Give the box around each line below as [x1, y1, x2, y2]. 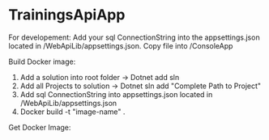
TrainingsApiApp [8, 6, 126, 24]
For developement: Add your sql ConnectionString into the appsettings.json [8, 32, 261, 42]
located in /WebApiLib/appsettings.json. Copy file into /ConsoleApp [8, 40, 233, 50]
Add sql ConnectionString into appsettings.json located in [19, 89, 213, 99]
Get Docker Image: [8, 122, 71, 132]
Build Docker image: [8, 57, 76, 66]
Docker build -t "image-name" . [19, 107, 126, 117]
